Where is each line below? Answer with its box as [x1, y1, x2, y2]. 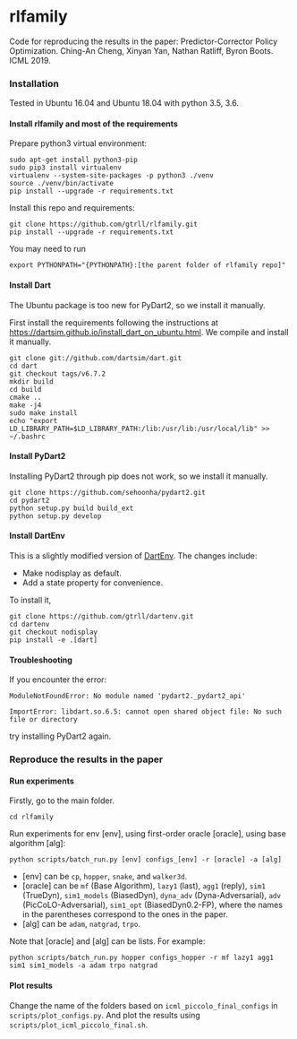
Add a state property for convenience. [21, 577, 164, 588]
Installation [9, 77, 60, 90]
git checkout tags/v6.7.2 [9, 369, 106, 378]
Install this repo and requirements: [9, 203, 136, 213]
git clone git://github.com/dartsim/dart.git [9, 353, 182, 362]
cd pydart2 [9, 496, 50, 505]
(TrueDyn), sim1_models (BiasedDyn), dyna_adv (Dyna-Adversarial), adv [21, 890, 282, 901]
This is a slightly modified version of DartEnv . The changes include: [9, 550, 258, 561]
